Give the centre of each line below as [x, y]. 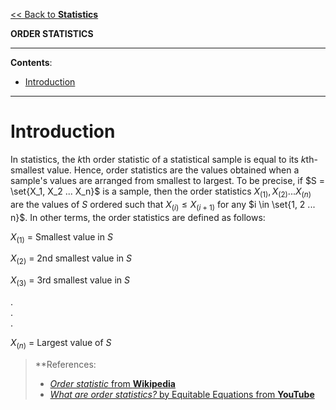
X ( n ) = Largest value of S [61, 343]
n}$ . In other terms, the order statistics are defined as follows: [138, 217]
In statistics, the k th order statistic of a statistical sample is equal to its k [158, 159]
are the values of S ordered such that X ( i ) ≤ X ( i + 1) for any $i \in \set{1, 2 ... [163, 205]
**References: [65, 364]
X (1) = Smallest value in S [61, 237]
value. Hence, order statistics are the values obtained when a [173, 170]
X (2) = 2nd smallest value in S [71, 259]
